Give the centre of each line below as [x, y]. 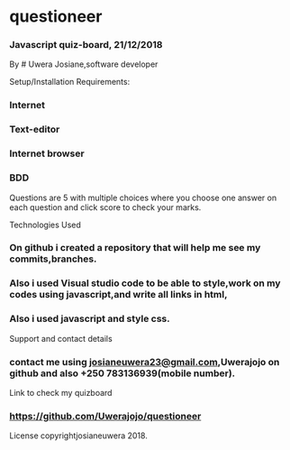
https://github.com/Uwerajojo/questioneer [105, 416]
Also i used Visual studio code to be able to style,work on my [145, 283]
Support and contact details [61, 338]
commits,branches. [53, 259]
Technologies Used [45, 225]
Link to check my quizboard [61, 392]
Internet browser [47, 153]
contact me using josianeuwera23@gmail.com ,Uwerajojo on [145, 362]
